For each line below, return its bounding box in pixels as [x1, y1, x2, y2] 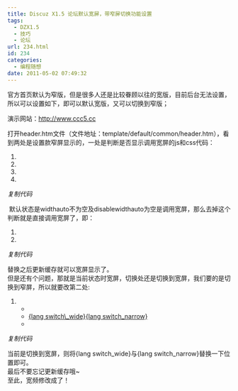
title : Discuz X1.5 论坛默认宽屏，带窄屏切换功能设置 [7, 10, 152, 18]
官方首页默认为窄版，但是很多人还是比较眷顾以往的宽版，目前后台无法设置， [7, 90, 231, 99]
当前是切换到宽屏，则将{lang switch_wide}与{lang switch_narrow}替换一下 [7, 349, 225, 358]
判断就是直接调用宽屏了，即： [7, 214, 94, 222]
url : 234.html [7, 43, 50, 50]
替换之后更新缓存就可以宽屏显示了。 [7, 265, 113, 273]
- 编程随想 [13, 63, 42, 70]
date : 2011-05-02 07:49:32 [7, 70, 87, 77]
